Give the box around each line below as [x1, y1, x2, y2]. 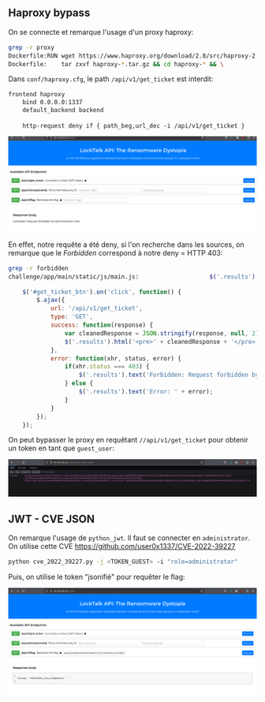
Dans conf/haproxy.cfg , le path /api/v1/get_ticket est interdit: [8, 74, 214, 84]
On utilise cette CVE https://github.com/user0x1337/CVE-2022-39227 [8, 542, 236, 551]
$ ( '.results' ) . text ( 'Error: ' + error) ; [78, 388, 214, 396]
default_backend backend [22, 106, 104, 114]
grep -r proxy [8, 43, 55, 51]
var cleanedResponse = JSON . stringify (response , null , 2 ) [64, 329, 259, 338]
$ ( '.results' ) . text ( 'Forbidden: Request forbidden [78, 371, 248, 379]
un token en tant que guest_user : [8, 443, 115, 453]
